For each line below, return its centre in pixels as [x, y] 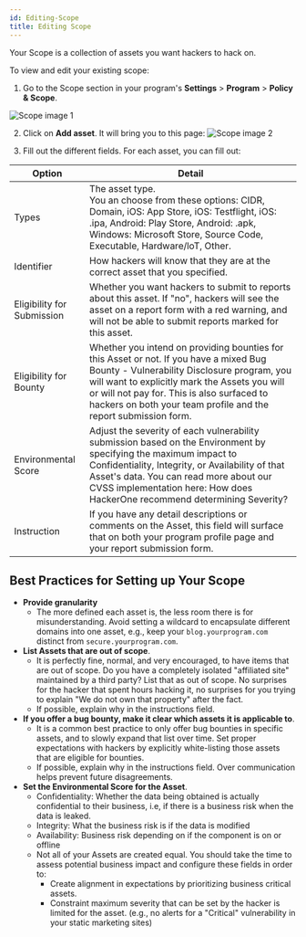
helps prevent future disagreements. [104, 777]
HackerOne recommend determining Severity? [189, 499]
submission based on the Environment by [178, 442]
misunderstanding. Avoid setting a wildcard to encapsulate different [163, 622]
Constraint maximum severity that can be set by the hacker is [165, 903]
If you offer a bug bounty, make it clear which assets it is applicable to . [158, 719]
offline [48, 845]
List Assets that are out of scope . [86, 651]
